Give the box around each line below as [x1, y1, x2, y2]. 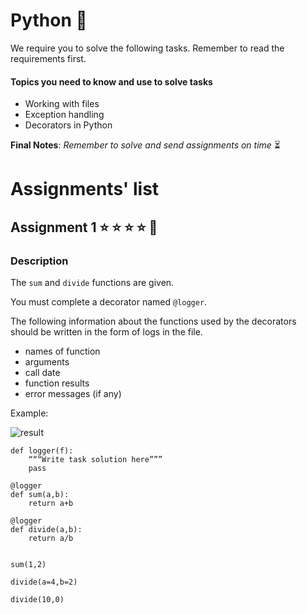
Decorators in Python [24, 119, 113, 131]
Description [10, 254, 69, 268]
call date [24, 367, 61, 379]
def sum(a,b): [10, 490, 70, 500]
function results [24, 377, 90, 389]
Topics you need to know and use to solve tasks [10, 75, 213, 88]
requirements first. [10, 52, 87, 64]
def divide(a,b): [10, 525, 83, 535]
